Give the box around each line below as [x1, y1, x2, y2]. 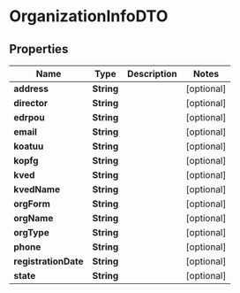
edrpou [13, 112, 46, 123]
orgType [13, 227, 50, 238]
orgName [13, 212, 54, 224]
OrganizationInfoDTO [9, 6, 169, 27]
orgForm [13, 197, 51, 210]
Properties [9, 42, 69, 57]
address [13, 82, 49, 95]
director [13, 97, 49, 109]
